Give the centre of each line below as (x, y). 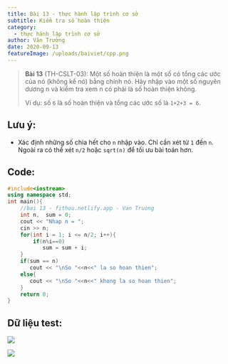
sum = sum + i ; (65, 248)
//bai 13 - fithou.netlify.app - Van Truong (87, 208)
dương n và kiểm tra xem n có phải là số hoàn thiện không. (111, 89)
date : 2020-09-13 (33, 47)
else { (28, 274)
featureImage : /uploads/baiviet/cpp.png (68, 54)
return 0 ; (35, 294)
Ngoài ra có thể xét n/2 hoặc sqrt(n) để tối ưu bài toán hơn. (105, 149)
